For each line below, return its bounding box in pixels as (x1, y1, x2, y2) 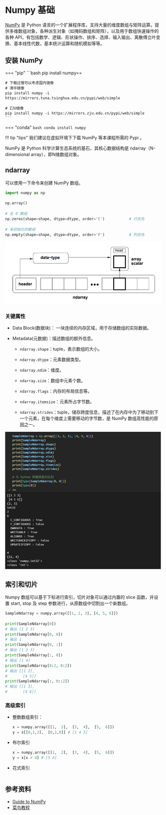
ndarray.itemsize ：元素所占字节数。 (19, 399, 95, 405)
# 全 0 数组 (5, 211, 28, 216)
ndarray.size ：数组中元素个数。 (19, 377, 85, 383)
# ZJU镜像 (5, 106, 24, 111)
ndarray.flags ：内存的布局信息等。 (19, 388, 92, 394)
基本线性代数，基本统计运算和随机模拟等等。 (13, 40, 105, 46)
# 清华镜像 (5, 85, 25, 91)
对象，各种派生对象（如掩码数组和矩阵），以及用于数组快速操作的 (26, 28, 159, 34)
